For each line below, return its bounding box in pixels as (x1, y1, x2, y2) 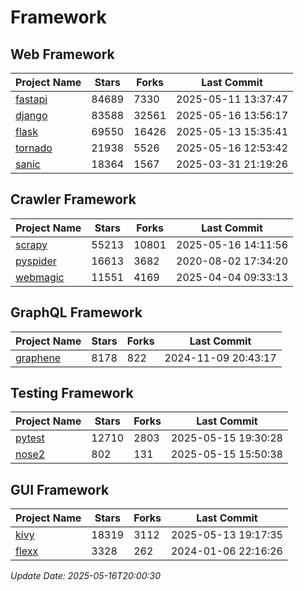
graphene (15, 351, 62, 365)
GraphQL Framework (10, 304, 143, 321)
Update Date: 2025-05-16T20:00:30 (10, 570, 161, 582)
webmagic (15, 270, 65, 284)
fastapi (15, 92, 48, 106)
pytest (15, 431, 45, 445)
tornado (15, 141, 53, 155)
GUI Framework (10, 481, 110, 498)
